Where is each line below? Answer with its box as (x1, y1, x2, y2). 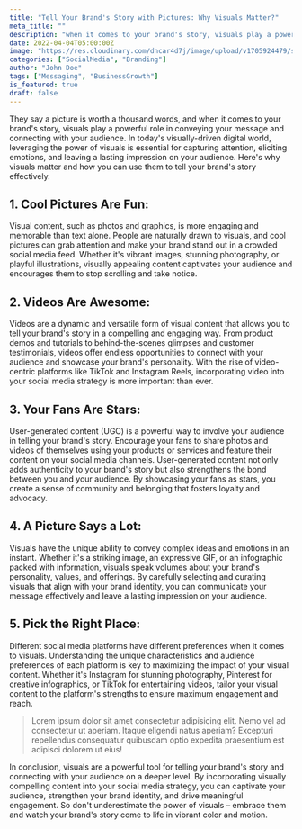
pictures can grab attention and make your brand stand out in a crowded (9, 239, 278, 250)
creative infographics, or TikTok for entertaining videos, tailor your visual (9, 679, 279, 689)
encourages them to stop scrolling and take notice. (9, 268, 198, 279)
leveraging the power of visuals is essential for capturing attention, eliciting (9, 141, 288, 153)
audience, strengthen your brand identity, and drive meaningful (9, 789, 244, 801)
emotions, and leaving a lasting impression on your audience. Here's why (9, 151, 280, 162)
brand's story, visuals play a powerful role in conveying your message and (9, 122, 285, 133)
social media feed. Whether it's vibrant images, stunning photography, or (9, 249, 280, 260)
